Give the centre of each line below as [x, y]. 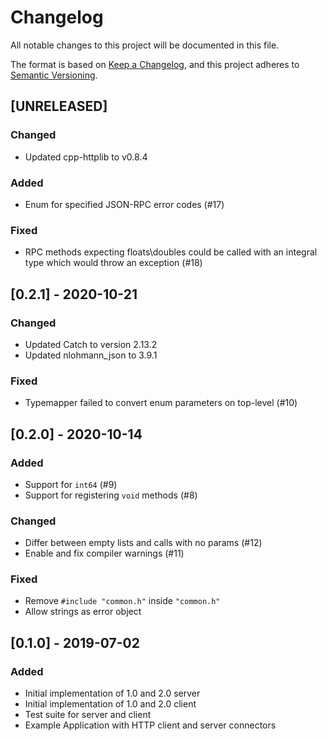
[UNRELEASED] [59, 106]
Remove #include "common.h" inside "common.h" [122, 601]
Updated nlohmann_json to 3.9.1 [91, 355]
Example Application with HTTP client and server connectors [150, 725]
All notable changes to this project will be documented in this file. [145, 45]
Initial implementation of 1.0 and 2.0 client [110, 704]
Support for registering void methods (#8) [111, 495]
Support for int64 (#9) [71, 484]
